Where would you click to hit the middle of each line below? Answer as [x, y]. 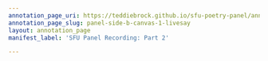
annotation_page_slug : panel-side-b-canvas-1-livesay [100, 23]
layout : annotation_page [49, 30]
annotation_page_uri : [44, 15]
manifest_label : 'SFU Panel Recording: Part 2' [89, 38]
